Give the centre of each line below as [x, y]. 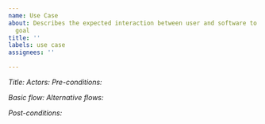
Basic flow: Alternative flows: [56, 97]
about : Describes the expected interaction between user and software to [133, 23]
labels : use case [37, 45]
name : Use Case [33, 15]
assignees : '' [32, 52]
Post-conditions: [35, 113]
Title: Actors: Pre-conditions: [55, 82]
